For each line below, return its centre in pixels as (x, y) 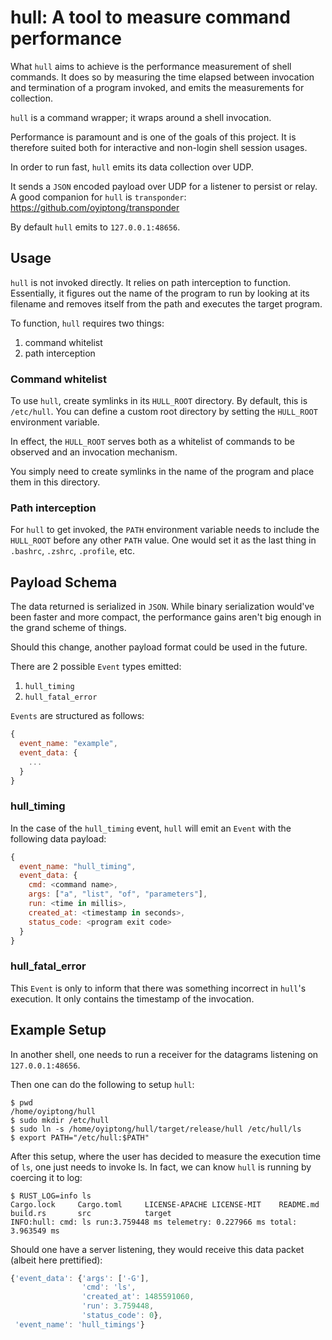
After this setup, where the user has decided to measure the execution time (166, 1156)
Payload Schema (64, 582)
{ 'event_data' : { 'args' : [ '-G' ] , (80, 1278)
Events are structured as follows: (77, 716)
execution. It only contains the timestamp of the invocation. (132, 998)
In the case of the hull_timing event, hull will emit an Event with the (151, 828)
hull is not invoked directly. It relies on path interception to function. (151, 282)
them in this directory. (55, 482)
